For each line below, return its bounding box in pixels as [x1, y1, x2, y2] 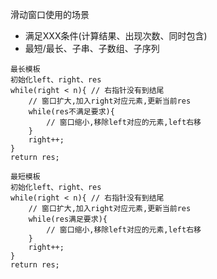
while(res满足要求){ [28, 214, 108, 224]
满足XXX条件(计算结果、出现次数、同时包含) [24, 30, 208, 42]
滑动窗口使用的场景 [10, 9, 90, 20]
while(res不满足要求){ [28, 107, 115, 117]
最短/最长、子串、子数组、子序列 [24, 43, 160, 54]
